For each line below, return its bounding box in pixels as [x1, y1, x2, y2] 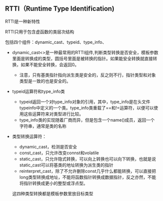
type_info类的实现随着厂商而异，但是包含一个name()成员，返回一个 [19, 117, 155, 123]
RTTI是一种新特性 [5, 18, 40, 24]
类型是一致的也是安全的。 [19, 78, 71, 84]
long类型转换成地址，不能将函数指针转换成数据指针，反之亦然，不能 [19, 174, 157, 180]
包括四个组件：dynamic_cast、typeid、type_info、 [5, 39, 107, 45]
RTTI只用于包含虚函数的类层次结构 [5, 29, 74, 35]
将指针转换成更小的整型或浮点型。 [19, 180, 88, 186]
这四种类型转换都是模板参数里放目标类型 [12, 190, 93, 196]
